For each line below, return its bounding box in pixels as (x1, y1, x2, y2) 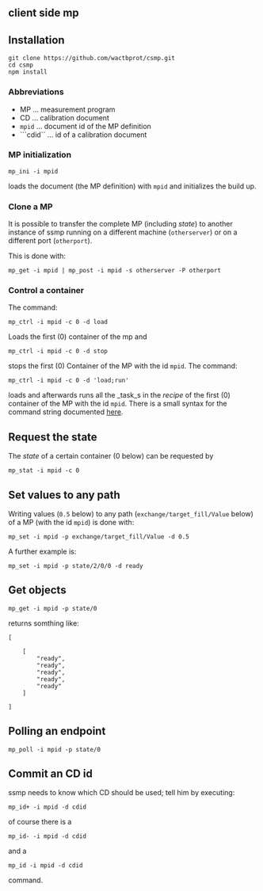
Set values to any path (8, 488, 120, 501)
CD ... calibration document (19, 112, 109, 122)
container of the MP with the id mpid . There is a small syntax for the (8, 399, 227, 409)
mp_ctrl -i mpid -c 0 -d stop (8, 348, 109, 356)
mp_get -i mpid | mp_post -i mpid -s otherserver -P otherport (8, 267, 222, 275)
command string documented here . (8, 407, 124, 417)
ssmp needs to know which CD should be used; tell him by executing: (8, 788, 235, 798)
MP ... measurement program (19, 105, 116, 114)
